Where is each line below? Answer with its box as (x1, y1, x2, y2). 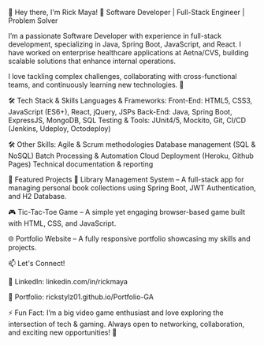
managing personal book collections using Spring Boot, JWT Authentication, (8, 183, 256, 193)
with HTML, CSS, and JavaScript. (8, 219, 117, 228)
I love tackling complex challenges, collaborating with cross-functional (8, 72, 237, 81)
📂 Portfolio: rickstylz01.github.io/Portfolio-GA (8, 292, 154, 302)
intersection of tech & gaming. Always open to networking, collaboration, (8, 320, 245, 328)
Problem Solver (8, 16, 58, 25)
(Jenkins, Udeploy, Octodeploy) (8, 124, 112, 133)
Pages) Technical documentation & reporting (8, 159, 154, 169)
